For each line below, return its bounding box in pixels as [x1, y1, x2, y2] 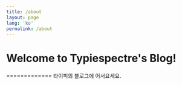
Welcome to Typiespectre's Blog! [6, 52, 177, 65]
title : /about [6, 8, 42, 15]
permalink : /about [6, 25, 53, 32]
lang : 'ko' [6, 20, 34, 26]
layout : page [6, 14, 39, 20]
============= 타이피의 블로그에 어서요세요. [6, 72, 122, 80]
